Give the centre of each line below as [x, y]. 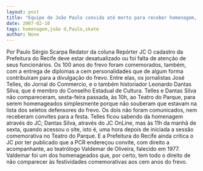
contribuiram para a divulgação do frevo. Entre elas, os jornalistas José [95, 78]
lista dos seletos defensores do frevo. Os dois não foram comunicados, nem [102, 110]
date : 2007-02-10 [28, 23]
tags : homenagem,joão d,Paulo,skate [53, 29]
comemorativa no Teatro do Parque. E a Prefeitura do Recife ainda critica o [100, 136]
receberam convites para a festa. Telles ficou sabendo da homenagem [95, 117]
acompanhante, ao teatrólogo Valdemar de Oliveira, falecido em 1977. [93, 149]
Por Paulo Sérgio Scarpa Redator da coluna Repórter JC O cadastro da [95, 52]
